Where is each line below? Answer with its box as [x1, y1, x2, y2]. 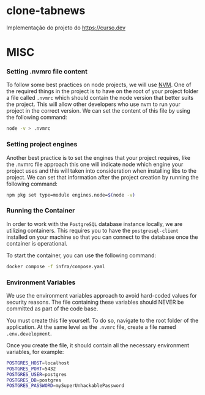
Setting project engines [6, 140, 78, 149]
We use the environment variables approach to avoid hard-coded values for [6, 292, 198, 299]
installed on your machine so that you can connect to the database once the [6, 233, 198, 241]
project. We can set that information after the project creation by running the [6, 173, 199, 181]
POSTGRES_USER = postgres [6, 371, 67, 377]
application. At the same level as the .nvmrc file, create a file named [6, 323, 176, 331]
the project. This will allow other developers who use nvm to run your [6, 100, 181, 108]
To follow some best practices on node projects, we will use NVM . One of [6, 81, 192, 89]
